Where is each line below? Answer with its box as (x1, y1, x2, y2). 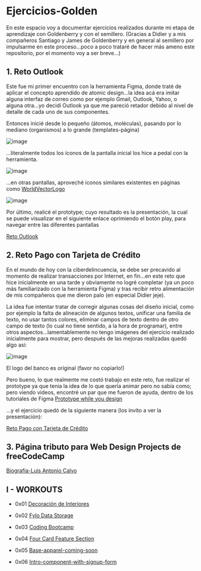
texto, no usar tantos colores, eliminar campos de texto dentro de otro (6, 315, 179, 323)
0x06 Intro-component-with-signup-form (14, 558, 117, 566)
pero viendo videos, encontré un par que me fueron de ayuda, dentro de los (6, 388, 193, 396)
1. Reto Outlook (6, 67, 64, 77)
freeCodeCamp (6, 451, 65, 461)
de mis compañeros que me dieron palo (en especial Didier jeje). (6, 291, 166, 299)
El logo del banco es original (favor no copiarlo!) (6, 364, 124, 372)
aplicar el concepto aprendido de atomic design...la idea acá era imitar (6, 89, 180, 96)
